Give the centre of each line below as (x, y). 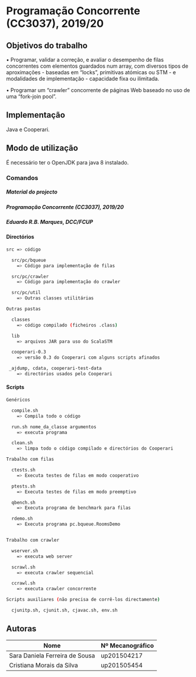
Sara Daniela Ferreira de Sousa (52, 656)
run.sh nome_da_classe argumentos (54, 427)
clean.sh (22, 443)
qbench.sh (23, 502)
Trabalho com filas (30, 459)
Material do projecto (32, 192)
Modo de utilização (42, 148)
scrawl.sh (23, 567)
